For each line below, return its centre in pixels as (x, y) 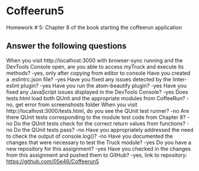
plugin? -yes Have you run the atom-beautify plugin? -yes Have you (104, 85)
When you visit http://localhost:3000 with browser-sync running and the (94, 60)
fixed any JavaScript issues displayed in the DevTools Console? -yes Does (97, 92)
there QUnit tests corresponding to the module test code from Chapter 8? (96, 117)
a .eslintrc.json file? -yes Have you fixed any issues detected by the (89, 79)
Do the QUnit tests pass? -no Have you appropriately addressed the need (104, 129)
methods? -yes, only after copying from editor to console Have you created (98, 73)
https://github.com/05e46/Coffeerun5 (53, 161)
